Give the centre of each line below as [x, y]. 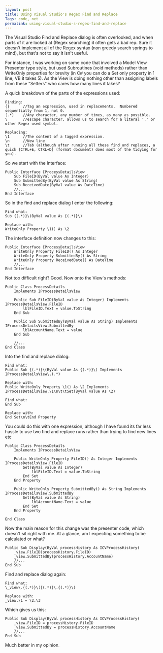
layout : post [18, 10]
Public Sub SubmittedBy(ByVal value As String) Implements [76, 322]
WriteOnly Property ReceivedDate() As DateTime [64, 260]
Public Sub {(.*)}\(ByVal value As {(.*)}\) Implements [64, 370]
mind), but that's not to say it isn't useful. [47, 53]
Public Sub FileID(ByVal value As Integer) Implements [71, 300]
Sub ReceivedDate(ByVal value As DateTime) [59, 185]
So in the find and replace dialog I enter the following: [59, 203]
